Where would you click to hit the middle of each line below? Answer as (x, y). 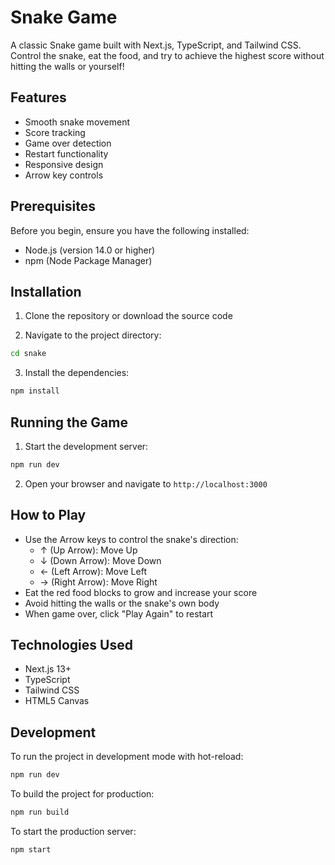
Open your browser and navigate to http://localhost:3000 (146, 483)
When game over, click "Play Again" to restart (119, 613)
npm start (31, 850)
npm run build (40, 812)
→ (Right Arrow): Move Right (98, 582)
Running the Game (69, 422)
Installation (46, 291)
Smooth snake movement (77, 122)
